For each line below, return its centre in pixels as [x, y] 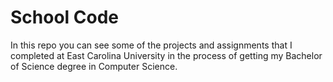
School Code [65, 17]
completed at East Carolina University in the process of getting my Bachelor [166, 55]
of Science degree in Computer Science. [94, 66]
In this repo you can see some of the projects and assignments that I [151, 45]
